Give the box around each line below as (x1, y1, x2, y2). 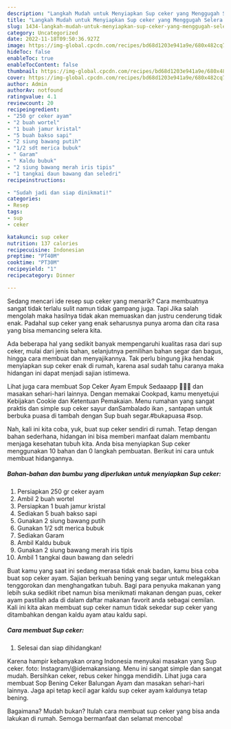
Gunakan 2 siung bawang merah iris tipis (16, 546, 133, 554)
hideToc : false (7, 49, 51, 56)
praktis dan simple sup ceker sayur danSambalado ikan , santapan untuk (7, 404, 213, 412)
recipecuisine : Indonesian (7, 246, 85, 254)
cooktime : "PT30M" (7, 259, 60, 266)
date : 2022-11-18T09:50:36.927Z (7, 36, 100, 43)
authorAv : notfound (7, 87, 63, 94)
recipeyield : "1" (7, 266, 57, 273)
